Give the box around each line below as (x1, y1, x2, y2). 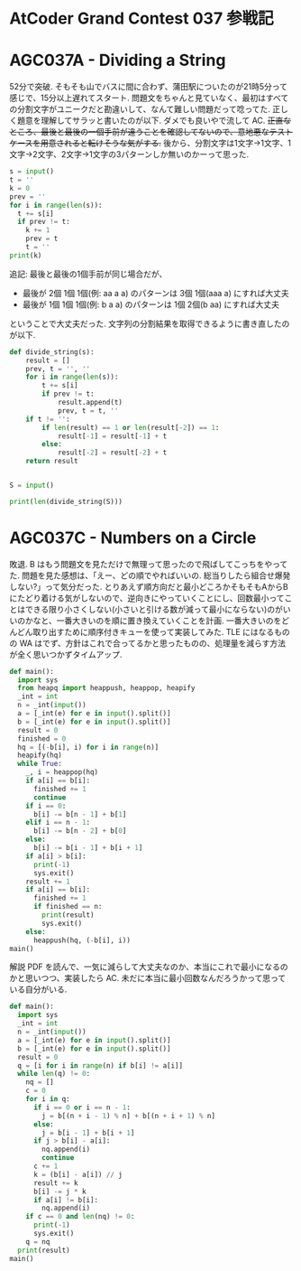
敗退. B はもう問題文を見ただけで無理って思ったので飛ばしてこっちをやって (9, 558, 288, 569)
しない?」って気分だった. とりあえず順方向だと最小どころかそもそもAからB (9, 581, 288, 592)
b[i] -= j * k (32, 1187, 87, 1196)
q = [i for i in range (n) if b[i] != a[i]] (17, 1061, 183, 1070)
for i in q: (25, 1095, 70, 1104)
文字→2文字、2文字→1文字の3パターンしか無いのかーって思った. (9, 149, 250, 160)
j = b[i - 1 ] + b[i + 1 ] (41, 1128, 135, 1137)
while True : (17, 760, 63, 769)
